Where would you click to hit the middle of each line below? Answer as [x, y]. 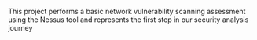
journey [20, 28]
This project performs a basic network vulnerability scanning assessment [127, 11]
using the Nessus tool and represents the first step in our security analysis [128, 20]
